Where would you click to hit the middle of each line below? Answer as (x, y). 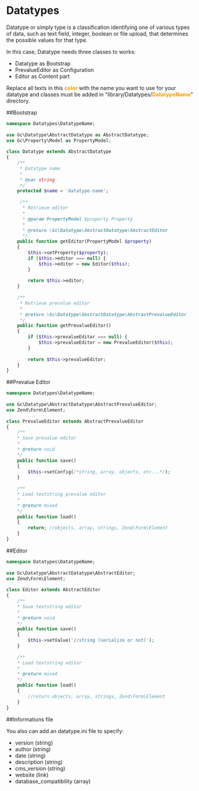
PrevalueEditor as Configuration (54, 69)
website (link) (32, 775)
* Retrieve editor (45, 208)
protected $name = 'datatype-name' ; (63, 191)
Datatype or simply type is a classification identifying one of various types (98, 27)
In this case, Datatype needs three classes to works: (71, 51)
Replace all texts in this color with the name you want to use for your (91, 88)
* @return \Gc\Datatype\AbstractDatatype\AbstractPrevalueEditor (103, 315)
